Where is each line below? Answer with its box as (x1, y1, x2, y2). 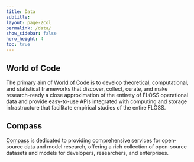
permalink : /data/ (6, 25, 51, 31)
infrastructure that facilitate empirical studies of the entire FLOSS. (6, 104, 166, 111)
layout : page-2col (6, 19, 51, 25)
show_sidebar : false (6, 31, 57, 37)
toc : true (6, 42, 31, 48)
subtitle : (6, 14, 31, 20)
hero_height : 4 (6, 36, 44, 42)
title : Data (6, 8, 35, 15)
